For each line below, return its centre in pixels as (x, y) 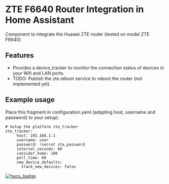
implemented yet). (31, 84)
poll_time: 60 (31, 158)
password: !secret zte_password (51, 144)
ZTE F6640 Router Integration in (75, 9)
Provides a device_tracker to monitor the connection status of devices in (88, 67)
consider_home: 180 (37, 153)
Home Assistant (40, 20)
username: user (33, 140)
